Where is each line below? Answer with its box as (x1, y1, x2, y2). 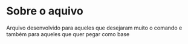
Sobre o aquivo (6, 4, 83, 18)
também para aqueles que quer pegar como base (6, 30, 130, 37)
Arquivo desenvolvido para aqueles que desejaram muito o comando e (6, 24, 183, 31)
